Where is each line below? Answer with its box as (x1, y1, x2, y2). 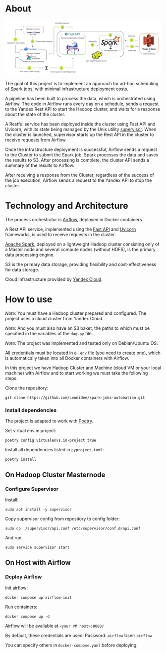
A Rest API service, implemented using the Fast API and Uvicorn (5, 226, 136, 232)
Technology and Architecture (5, 200, 128, 212)
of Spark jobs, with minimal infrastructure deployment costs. (5, 86, 129, 92)
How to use (5, 294, 53, 305)
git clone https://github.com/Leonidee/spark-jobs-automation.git (5, 395, 145, 400)
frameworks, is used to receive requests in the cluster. (5, 232, 116, 238)
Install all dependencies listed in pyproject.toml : (5, 447, 104, 453)
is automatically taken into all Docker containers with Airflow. (5, 355, 129, 361)
